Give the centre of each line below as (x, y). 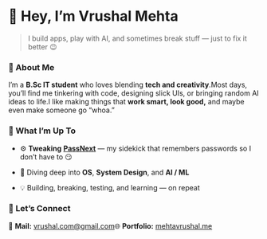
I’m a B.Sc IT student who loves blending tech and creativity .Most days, (128, 85)
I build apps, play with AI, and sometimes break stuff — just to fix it (137, 38)
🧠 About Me (31, 67)
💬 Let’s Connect (39, 209)
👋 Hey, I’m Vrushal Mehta (93, 16)
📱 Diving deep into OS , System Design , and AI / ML (104, 172)
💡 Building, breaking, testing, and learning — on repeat (110, 187)
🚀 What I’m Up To (42, 131)
